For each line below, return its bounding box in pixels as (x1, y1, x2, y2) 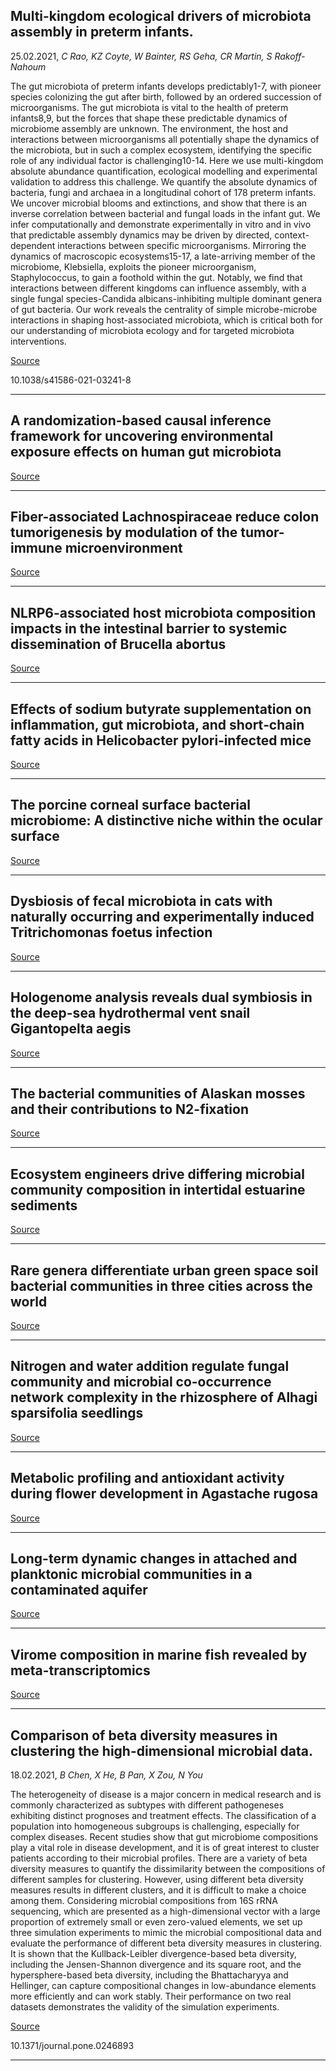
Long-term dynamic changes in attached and (10, 1550, 298, 1567)
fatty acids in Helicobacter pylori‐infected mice (10, 732, 312, 749)
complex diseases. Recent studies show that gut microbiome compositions (10, 1831, 319, 1843)
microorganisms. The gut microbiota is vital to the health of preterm (10, 101, 289, 113)
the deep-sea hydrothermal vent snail (10, 1005, 251, 1022)
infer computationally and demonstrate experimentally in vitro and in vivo (10, 218, 312, 230)
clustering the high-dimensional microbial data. (10, 1742, 314, 1759)
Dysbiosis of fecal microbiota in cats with (10, 893, 273, 910)
